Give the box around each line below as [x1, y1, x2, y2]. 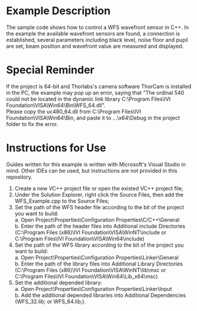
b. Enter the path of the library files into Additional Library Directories [14, 260, 183, 267]
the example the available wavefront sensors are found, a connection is [6, 30, 180, 37]
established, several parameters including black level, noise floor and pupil [6, 36, 188, 43]
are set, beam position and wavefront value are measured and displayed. [6, 43, 184, 50]
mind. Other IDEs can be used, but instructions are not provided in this [6, 167, 177, 174]
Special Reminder [6, 63, 95, 77]
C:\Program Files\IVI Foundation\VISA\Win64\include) [14, 235, 145, 242]
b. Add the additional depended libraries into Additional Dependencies [14, 291, 186, 299]
